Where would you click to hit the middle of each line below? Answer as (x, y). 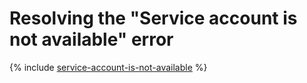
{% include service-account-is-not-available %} (108, 67)
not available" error (91, 39)
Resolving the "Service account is (153, 18)
